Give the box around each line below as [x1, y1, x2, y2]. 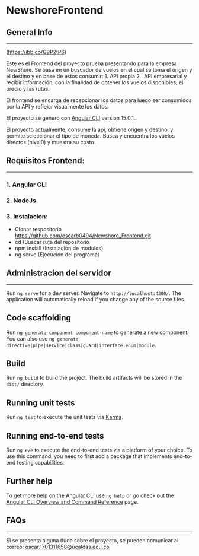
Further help [6, 476, 53, 487]
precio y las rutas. [6, 85, 50, 92]
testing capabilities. [17, 459, 65, 466]
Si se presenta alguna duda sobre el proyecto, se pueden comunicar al [6, 536, 179, 544]
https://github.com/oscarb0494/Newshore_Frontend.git [14, 232, 151, 239]
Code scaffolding [6, 313, 71, 323]
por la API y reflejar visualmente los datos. [6, 103, 110, 110]
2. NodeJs [6, 196, 37, 205]
